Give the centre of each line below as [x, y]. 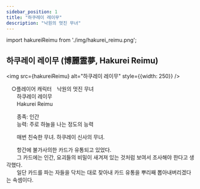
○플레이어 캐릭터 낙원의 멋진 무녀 [53, 89]
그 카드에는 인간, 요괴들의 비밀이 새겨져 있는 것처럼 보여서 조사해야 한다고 [102, 158]
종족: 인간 [28, 117]
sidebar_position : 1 [32, 12]
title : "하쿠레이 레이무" [34, 17]
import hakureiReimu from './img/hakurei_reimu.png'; [71, 40]
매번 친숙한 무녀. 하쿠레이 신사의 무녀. [61, 137]
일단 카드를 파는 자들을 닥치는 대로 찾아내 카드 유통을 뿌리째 [86, 173]
